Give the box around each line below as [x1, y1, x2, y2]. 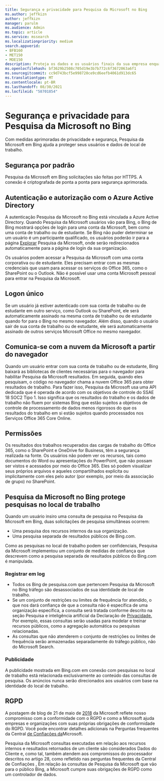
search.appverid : [5, 43, 41, 48]
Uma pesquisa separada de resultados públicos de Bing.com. [12, 533, 136, 539]
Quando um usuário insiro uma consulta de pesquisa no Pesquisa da [5, 514, 143, 520]
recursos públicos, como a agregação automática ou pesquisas [12, 623, 140, 629]
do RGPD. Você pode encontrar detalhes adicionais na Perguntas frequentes [5, 725, 159, 731]
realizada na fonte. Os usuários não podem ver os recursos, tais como [5, 453, 146, 458]
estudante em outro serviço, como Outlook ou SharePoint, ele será [5, 307, 139, 313]
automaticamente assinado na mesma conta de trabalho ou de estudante [5, 313, 152, 319]
